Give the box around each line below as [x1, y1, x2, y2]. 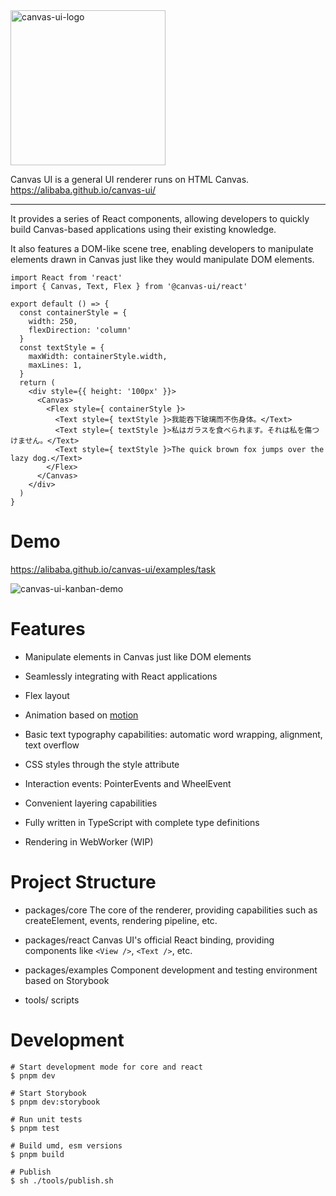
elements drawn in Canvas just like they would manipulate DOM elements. [10, 254, 315, 265]
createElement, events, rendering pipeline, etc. [24, 914, 218, 926]
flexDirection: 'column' [28, 325, 132, 335]
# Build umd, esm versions [10, 1140, 123, 1151]
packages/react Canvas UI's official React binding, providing [24, 934, 275, 946]
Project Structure [10, 871, 157, 894]
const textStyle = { [19, 343, 105, 353]
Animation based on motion [24, 709, 139, 721]
